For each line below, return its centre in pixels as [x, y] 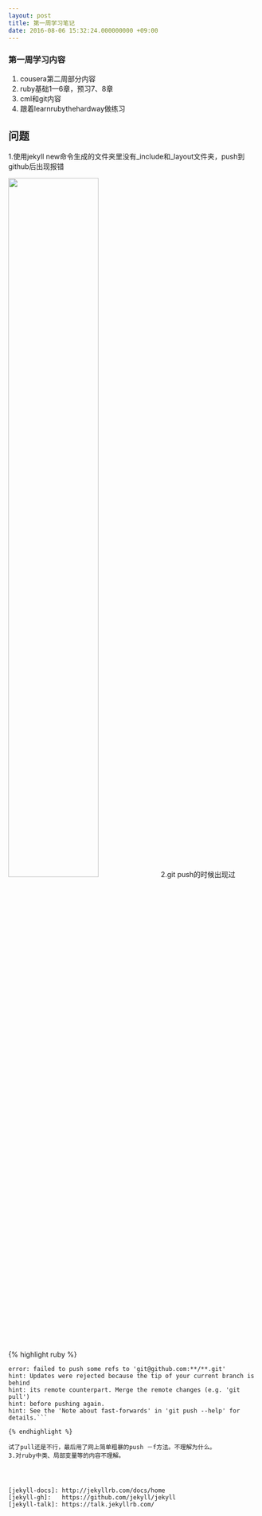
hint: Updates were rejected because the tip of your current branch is [131, 1376]
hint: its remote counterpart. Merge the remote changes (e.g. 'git [124, 1390]
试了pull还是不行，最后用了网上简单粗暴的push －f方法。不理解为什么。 [112, 1447]
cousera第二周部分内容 [58, 78]
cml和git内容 [41, 98]
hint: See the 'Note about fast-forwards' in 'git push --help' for [124, 1411]
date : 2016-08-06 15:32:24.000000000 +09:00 [83, 30]
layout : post [30, 16]
